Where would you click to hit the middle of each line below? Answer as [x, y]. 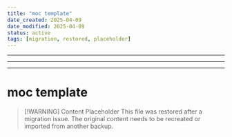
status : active [29, 33]
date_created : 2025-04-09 [44, 20]
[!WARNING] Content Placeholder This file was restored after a [113, 112]
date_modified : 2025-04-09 [46, 26]
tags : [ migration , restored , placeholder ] [69, 39]
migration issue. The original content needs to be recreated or [112, 119]
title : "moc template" [40, 13]
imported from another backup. [69, 126]
